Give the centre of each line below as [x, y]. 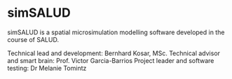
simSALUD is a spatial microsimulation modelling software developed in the [116, 32]
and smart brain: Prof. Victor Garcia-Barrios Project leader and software [111, 60]
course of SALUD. [33, 39]
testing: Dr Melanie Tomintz [47, 68]
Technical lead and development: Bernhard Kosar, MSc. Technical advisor [114, 53]
